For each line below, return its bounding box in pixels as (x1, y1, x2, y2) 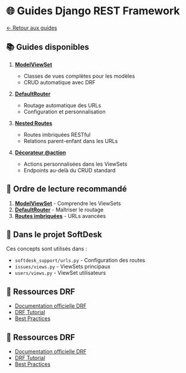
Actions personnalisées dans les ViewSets (23, 160, 128, 167)
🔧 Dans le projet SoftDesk (6, 229, 102, 239)
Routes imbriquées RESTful (23, 131, 91, 138)
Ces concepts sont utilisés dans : (6, 245, 87, 252)
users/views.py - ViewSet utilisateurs (14, 269, 106, 277)
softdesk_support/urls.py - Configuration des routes (14, 257, 146, 264)
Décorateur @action (14, 148, 67, 156)
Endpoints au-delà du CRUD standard (23, 166, 116, 173)
